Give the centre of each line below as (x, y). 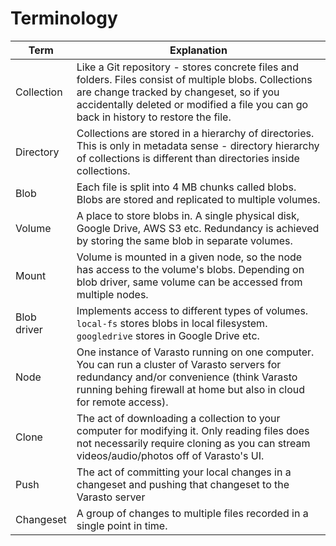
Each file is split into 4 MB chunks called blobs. (186, 187)
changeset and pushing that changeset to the (183, 484)
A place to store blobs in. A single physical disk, (188, 215)
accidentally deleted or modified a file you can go (192, 104)
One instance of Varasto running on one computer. (195, 352)
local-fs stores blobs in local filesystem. (172, 323)
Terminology (64, 18)
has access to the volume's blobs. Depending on (190, 269)
